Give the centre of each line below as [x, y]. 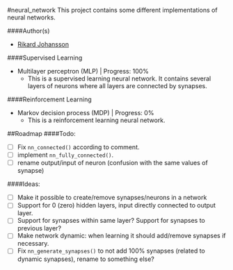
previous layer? [39, 228]
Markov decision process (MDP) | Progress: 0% [86, 113]
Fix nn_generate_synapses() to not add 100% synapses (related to [111, 251]
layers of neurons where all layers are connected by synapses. [117, 86]
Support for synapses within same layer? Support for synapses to [111, 221]
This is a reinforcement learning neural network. [96, 120]
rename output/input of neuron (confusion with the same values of [113, 163]
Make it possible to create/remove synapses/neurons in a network [112, 198]
